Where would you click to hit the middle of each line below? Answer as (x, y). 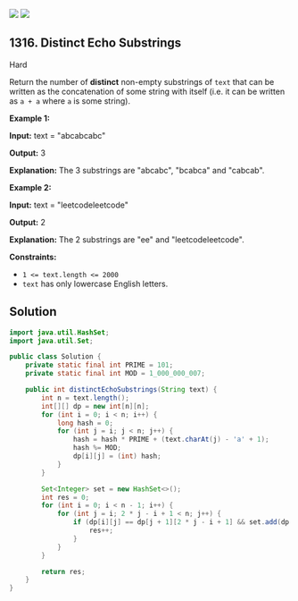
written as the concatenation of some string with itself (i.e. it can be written (147, 91)
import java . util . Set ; (51, 341)
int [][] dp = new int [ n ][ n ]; (95, 406)
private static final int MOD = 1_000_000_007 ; (115, 374)
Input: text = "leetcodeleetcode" (69, 205)
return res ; (64, 571)
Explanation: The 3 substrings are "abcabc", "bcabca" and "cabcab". (137, 170)
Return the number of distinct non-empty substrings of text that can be (142, 81)
